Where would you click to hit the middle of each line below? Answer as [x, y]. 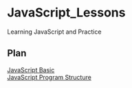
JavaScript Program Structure [49, 77]
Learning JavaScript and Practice [54, 32]
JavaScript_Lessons [66, 13]
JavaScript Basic [31, 69]
